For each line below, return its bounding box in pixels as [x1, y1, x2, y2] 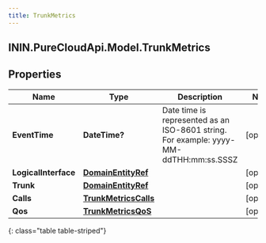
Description [177, 91, 223, 102]
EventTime [12, 129, 54, 140]
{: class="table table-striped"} [8, 226, 107, 235]
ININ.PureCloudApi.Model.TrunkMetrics [8, 41, 211, 55]
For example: [161, 134, 211, 145]
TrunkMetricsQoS [82, 205, 152, 216]
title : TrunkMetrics [8, 11, 77, 20]
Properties [8, 68, 62, 82]
